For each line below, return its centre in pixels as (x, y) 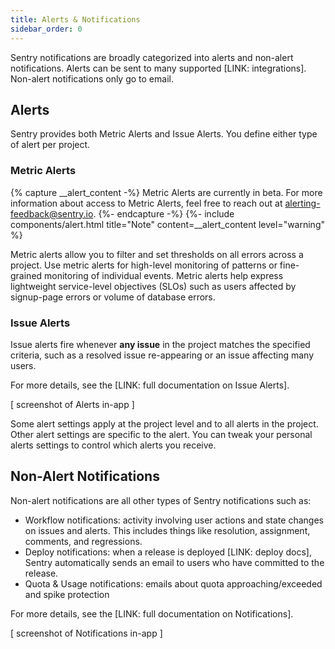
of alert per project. (50, 145)
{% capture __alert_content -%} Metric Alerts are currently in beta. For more (166, 192)
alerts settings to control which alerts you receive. (113, 445)
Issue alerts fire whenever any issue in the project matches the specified (160, 344)
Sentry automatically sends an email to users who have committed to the (174, 562)
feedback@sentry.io (52, 213)
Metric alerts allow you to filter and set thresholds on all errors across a (157, 254)
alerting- (302, 203)
